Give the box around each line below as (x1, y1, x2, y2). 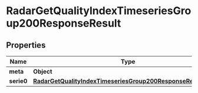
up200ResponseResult (6, 16, 121, 30)
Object (33, 68, 52, 75)
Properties (6, 40, 46, 50)
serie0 (9, 77, 28, 85)
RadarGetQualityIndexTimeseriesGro (6, 4, 192, 18)
